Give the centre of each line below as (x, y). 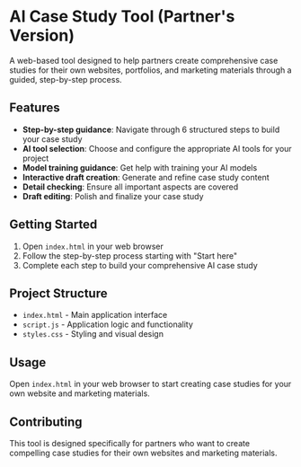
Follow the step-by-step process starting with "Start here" (130, 256)
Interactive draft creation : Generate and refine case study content (146, 177)
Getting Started (53, 225)
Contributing (46, 422)
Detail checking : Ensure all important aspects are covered (130, 187)
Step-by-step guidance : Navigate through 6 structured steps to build (151, 129)
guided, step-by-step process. (66, 79)
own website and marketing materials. (80, 393)
